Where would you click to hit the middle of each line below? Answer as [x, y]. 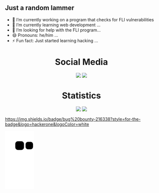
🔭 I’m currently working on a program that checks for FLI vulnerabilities [83, 19]
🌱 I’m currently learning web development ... [56, 25]
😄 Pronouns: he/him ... [35, 35]
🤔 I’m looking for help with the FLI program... [56, 30]
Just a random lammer [40, 8]
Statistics [81, 95]
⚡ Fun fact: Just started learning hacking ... [55, 40]
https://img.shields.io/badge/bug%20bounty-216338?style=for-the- [73, 119]
